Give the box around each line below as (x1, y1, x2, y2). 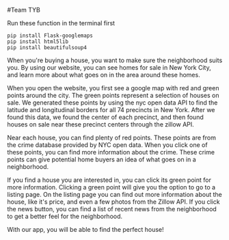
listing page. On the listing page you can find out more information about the (7, 191, 222, 198)
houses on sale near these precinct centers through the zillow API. (7, 120, 195, 129)
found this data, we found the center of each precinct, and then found (7, 113, 204, 121)
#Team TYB (7, 6, 41, 14)
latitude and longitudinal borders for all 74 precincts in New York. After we (7, 106, 215, 114)
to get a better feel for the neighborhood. (7, 212, 123, 220)
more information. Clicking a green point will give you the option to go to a (7, 183, 216, 191)
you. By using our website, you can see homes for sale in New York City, (7, 64, 211, 71)
